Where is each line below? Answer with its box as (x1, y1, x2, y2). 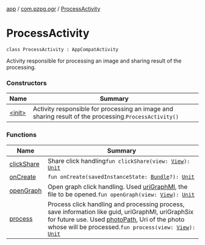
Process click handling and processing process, (48, 200, 185, 209)
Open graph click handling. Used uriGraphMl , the (48, 182, 188, 191)
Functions (6, 131, 37, 139)
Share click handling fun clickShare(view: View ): (48, 156, 190, 165)
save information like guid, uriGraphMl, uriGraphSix (48, 207, 194, 216)
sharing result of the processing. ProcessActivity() (32, 112, 179, 121)
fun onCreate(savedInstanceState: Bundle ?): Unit (48, 173, 195, 180)
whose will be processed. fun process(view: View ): (48, 223, 196, 231)
